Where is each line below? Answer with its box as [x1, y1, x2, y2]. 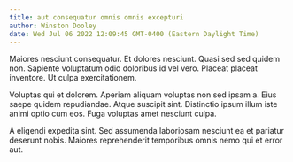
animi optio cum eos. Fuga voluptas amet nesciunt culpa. [9, 108, 217, 120]
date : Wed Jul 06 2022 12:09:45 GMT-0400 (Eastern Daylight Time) [9, 29, 259, 38]
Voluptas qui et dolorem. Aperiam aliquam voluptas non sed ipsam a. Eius [9, 89, 277, 100]
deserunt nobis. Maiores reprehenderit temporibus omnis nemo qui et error [9, 135, 283, 146]
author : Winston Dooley [9, 21, 97, 30]
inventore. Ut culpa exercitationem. [9, 73, 137, 83]
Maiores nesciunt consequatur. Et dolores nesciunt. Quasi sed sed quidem [9, 54, 281, 65]
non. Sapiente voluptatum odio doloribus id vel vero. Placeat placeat [9, 63, 258, 73]
